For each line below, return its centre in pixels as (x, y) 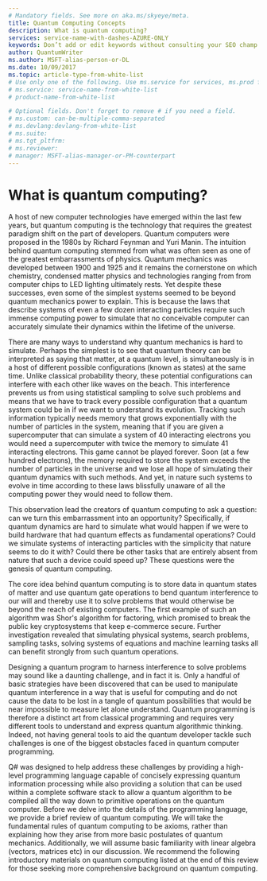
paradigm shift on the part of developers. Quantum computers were (119, 234)
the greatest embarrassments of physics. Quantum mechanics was (118, 259)
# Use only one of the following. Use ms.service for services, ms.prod (131, 82)
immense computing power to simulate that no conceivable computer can (129, 318)
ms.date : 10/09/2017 (43, 68)
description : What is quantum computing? (78, 30)
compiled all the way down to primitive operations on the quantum (116, 801)
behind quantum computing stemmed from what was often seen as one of (130, 250)
